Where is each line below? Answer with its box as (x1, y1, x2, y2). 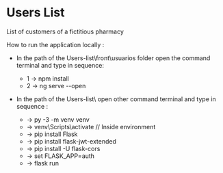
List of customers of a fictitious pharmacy (6, 27, 124, 36)
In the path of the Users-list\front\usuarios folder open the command (16, 53, 211, 62)
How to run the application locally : (6, 40, 105, 49)
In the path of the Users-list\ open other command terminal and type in (16, 94, 216, 103)
